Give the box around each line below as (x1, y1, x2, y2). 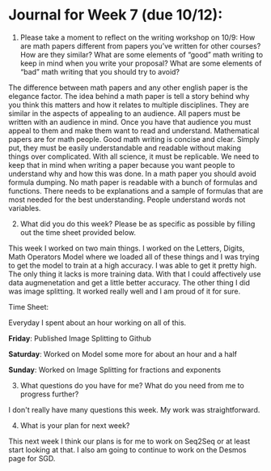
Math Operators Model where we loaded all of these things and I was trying (8, 251, 260, 261)
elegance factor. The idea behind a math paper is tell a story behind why (8, 91, 250, 101)
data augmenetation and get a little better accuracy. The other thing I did (8, 277, 251, 287)
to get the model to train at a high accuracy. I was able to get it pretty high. (8, 260, 257, 270)
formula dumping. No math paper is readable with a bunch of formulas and (8, 177, 257, 187)
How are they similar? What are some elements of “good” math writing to (19, 49, 264, 59)
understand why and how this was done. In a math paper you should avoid (8, 169, 256, 178)
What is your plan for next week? (19, 420, 130, 430)
